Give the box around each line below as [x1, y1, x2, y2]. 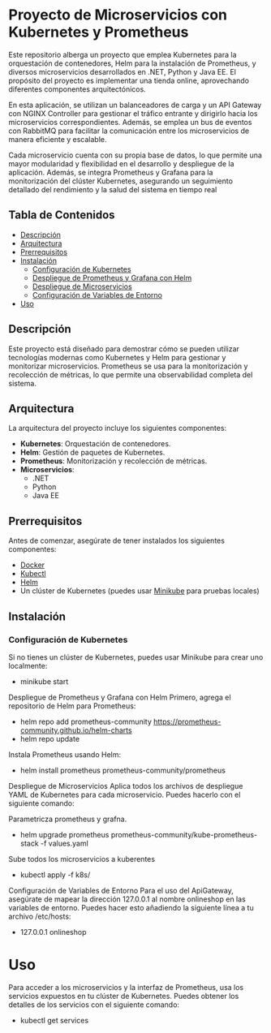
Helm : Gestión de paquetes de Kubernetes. [19, 448, 166, 458]
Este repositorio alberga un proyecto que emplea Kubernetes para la [8, 49, 237, 59]
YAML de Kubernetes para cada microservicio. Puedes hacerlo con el [8, 790, 241, 799]
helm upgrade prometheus [19, 829, 110, 839]
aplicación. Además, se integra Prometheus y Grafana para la [8, 167, 213, 177]
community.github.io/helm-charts [19, 725, 132, 735]
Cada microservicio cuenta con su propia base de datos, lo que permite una [8, 150, 262, 160]
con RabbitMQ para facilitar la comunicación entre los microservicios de [8, 126, 250, 136]
